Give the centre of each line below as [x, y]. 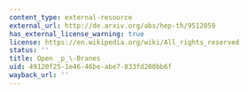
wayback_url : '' [39, 75]
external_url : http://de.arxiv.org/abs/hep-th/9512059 [112, 26]
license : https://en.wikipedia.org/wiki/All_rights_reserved [124, 42]
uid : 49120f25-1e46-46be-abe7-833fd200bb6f [91, 67]
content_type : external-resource [71, 17]
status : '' [29, 50]
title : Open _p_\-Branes [55, 58]
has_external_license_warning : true [77, 34]
